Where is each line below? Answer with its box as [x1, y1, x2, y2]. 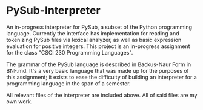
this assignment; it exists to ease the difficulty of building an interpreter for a [6, 73, 197, 81]
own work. [6, 97, 33, 105]
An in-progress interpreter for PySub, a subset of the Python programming [6, 23, 193, 31]
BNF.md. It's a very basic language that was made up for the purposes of [6, 67, 190, 74]
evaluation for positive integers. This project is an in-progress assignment [6, 43, 190, 50]
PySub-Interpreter [6, 4, 101, 17]
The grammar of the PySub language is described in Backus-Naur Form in [6, 61, 191, 68]
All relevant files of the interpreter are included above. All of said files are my [6, 91, 198, 99]
